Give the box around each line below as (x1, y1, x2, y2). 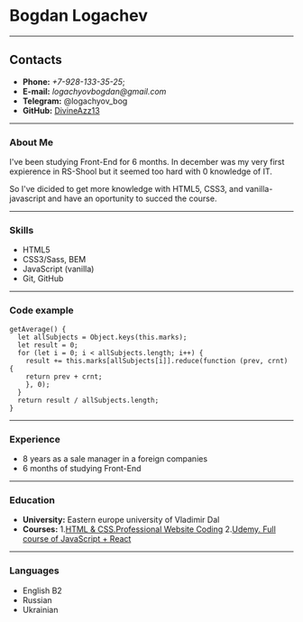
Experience (9, 433, 60, 445)
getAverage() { (9, 325, 67, 334)
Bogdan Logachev (9, 5, 149, 26)
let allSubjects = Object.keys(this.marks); (17, 333, 188, 342)
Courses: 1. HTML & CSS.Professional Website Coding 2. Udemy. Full (22, 524, 277, 535)
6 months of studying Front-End (22, 462, 142, 473)
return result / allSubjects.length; (17, 396, 160, 405)
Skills (9, 224, 34, 236)
